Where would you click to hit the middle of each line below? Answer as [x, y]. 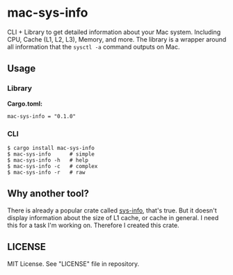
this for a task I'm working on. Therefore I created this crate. [93, 225]
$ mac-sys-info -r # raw [46, 172]
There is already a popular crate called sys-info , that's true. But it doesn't [112, 210]
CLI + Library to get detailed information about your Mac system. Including [114, 32]
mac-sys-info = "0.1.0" [42, 116]
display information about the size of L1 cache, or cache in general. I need [113, 217]
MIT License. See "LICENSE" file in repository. [73, 264]
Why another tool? [48, 193]
